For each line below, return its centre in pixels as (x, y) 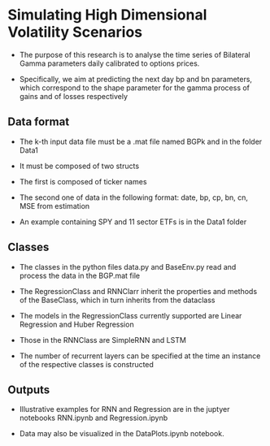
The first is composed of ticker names (83, 181)
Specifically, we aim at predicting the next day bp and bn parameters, (136, 79)
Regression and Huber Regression (77, 324)
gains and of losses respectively (73, 96)
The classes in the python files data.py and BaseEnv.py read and (128, 266)
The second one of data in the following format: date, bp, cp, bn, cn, (134, 197)
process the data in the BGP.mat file (79, 275)
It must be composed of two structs (79, 166)
